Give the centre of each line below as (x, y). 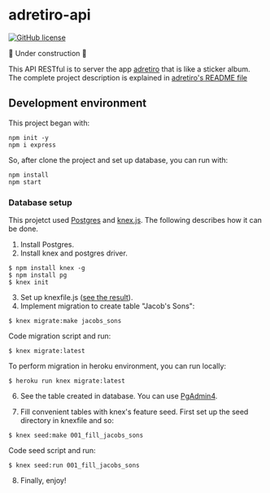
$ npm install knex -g (47, 268)
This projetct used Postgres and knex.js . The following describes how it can (135, 220)
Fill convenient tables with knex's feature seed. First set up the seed (134, 412)
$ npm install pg (38, 275)
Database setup (41, 203)
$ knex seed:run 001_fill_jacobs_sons (74, 465)
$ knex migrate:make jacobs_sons (65, 321)
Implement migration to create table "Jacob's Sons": (107, 306)
